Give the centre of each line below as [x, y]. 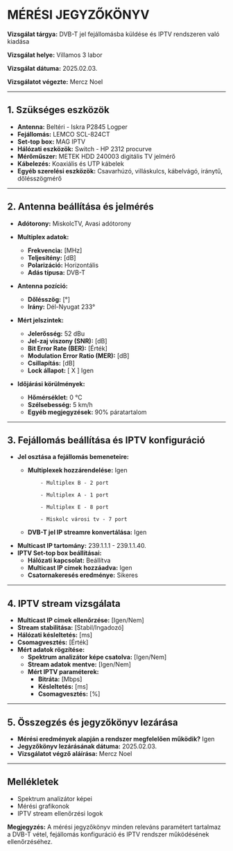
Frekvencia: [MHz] [55, 250]
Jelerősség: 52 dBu [56, 334]
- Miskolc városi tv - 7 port [84, 519]
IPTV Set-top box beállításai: [59, 553]
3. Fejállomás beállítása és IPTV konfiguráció [106, 440]
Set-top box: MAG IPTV [51, 141]
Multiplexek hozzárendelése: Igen [78, 470]
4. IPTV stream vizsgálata [64, 603]
